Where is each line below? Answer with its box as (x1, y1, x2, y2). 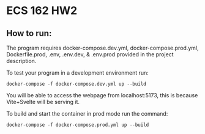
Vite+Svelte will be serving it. (6, 99, 80, 105)
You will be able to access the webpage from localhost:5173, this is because (6, 92, 198, 99)
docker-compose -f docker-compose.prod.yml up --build (6, 122, 149, 128)
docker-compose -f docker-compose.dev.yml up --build (6, 81, 147, 87)
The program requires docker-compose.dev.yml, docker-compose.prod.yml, (6, 44, 199, 51)
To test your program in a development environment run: (6, 69, 149, 76)
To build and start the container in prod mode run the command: (6, 110, 168, 117)
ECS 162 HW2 (6, 4, 78, 18)
